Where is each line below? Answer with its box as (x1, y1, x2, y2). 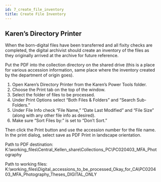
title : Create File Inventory (5, 12, 66, 16)
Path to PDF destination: (5, 141, 53, 148)
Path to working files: (5, 161, 48, 167)
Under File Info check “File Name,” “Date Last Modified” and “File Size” (12, 107, 154, 113)
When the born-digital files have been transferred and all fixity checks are (5, 42, 153, 48)
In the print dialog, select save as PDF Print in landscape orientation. (5, 132, 142, 138)
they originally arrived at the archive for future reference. (5, 53, 119, 59)
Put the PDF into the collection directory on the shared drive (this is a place (5, 62, 155, 68)
